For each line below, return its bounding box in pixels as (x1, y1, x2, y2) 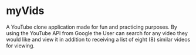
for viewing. (6, 42, 35, 49)
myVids (6, 4, 45, 18)
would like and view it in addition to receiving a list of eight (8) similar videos (6, 36, 191, 43)
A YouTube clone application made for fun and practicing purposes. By (6, 23, 178, 30)
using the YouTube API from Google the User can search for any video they (6, 29, 188, 36)
